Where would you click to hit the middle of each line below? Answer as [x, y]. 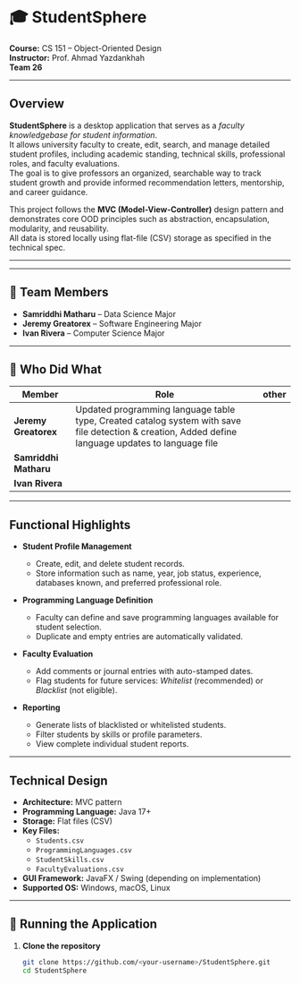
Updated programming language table [155, 410]
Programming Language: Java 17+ [87, 812]
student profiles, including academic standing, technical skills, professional [147, 154]
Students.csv [60, 841]
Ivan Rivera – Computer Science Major [93, 333]
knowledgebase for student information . [83, 134]
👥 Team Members [59, 292]
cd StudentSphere [54, 971]
